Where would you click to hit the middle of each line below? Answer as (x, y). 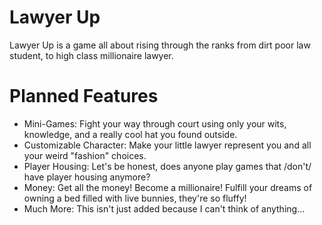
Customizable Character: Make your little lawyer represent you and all (167, 145)
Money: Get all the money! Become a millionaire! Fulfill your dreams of (168, 187)
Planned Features (84, 96)
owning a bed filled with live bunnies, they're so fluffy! (135, 198)
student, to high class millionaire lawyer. (91, 55)
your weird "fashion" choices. (85, 155)
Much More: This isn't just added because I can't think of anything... (164, 208)
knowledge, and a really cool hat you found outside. (130, 134)
